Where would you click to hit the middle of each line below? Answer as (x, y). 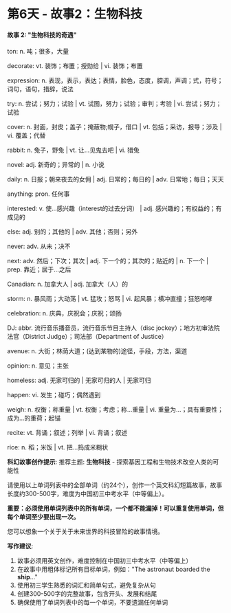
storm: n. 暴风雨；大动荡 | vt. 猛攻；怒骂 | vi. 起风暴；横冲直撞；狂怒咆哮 (110, 299)
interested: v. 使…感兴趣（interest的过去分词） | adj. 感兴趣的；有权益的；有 (114, 209)
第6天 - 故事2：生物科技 (75, 14)
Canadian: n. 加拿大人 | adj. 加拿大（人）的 (68, 284)
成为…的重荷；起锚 (34, 418)
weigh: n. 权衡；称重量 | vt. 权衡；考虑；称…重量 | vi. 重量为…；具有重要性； (115, 410)
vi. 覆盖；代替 (26, 135)
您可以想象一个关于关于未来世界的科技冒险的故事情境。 (85, 532)
